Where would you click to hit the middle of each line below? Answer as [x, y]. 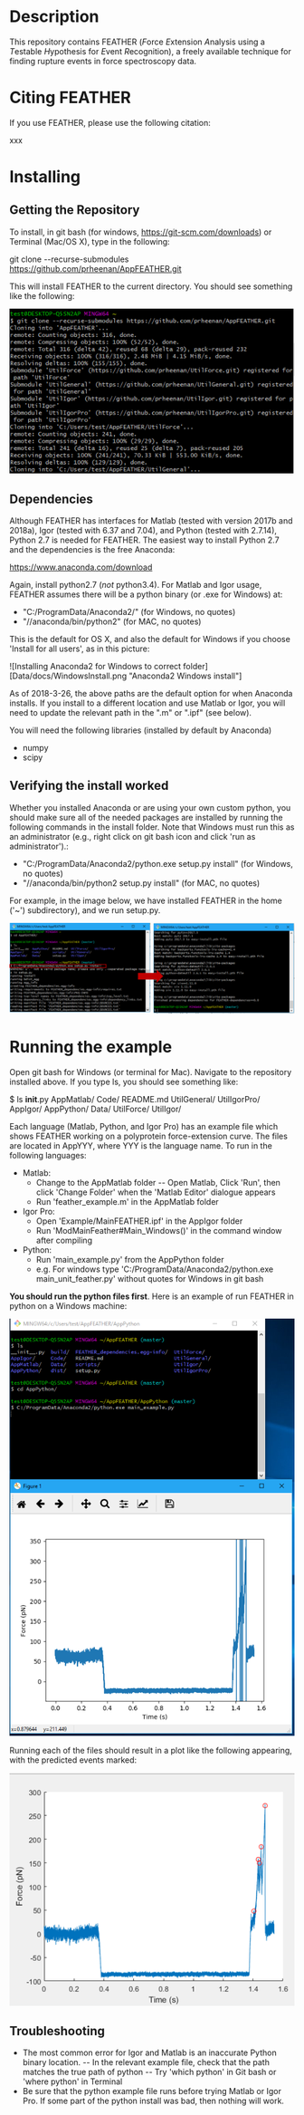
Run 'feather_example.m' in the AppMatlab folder [127, 1201]
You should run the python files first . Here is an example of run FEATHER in [152, 1296]
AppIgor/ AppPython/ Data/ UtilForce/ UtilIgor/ [95, 1109]
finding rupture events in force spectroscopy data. [103, 61]
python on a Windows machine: [68, 1305]
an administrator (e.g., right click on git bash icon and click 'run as [133, 836]
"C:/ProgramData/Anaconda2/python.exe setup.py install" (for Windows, [158, 863]
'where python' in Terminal [72, 2081]
